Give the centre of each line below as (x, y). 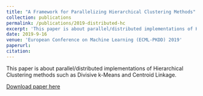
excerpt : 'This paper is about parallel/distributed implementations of (100, 29)
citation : (19, 51)
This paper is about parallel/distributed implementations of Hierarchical (95, 68)
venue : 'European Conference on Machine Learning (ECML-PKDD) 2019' (94, 40)
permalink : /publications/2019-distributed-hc (66, 23)
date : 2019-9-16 (27, 34)
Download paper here (33, 86)
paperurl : (19, 46)
